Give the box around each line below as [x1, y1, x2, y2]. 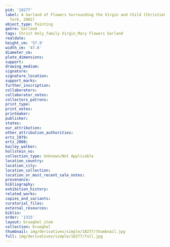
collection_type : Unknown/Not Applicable [5, 154, 94, 159]
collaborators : [5, 87, 37, 93]
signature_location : [5, 74, 49, 79]
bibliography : [5, 182, 35, 187]
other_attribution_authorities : [5, 130, 73, 135]
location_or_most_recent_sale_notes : [5, 172, 85, 178]
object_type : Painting [5, 21, 53, 27]
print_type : [5, 102, 30, 107]
